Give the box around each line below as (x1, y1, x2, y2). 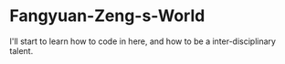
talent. (9, 45, 34, 56)
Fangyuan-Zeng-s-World (9, 5, 206, 27)
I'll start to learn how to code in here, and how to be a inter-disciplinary (9, 36, 277, 47)
